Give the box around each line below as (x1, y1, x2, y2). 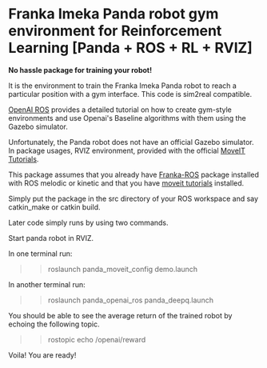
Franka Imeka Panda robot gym (8, 5, 219, 23)
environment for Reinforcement (8, 22, 222, 40)
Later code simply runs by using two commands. (8, 218, 169, 227)
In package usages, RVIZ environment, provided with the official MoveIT (8, 146, 246, 155)
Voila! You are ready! (8, 350, 77, 360)
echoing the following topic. (8, 319, 100, 329)
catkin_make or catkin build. (8, 202, 102, 212)
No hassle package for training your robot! (8, 65, 153, 74)
